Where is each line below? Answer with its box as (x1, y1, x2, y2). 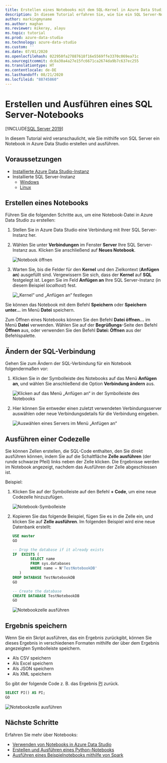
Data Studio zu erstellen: (5, 217, 56, 223)
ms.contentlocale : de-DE (5, 68, 57, 73)
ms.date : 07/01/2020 (5, 49, 48, 54)
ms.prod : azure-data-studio (5, 35, 64, 40)
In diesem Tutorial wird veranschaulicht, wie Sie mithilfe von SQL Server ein (5, 135, 160, 141)
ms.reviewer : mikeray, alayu (5, 26, 66, 31)
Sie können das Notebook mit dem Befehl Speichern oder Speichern (5, 302, 147, 308)
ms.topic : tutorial (5, 30, 46, 35)
